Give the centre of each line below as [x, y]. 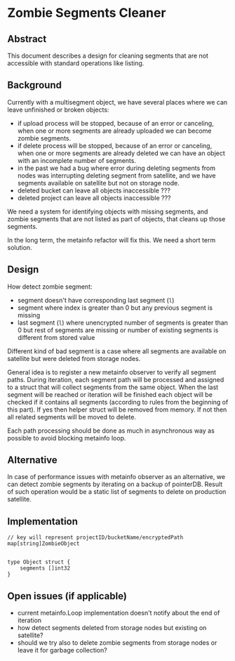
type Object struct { [39, 562]
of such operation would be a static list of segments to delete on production [117, 492]
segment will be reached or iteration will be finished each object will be [110, 394]
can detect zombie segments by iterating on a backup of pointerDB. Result [115, 484]
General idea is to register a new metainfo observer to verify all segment [112, 372]
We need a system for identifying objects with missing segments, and [108, 211]
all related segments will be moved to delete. [72, 417]
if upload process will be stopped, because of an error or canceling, [115, 123]
